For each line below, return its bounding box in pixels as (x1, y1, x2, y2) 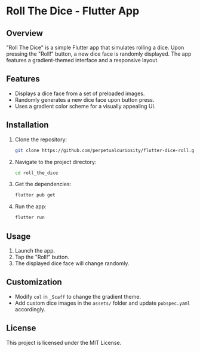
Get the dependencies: (14, 181, 72, 188)
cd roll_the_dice (14, 169, 59, 176)
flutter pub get (14, 192, 56, 198)
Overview (6, 28, 44, 38)
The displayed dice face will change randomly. (14, 259, 130, 267)
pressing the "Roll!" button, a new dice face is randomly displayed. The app (6, 50, 192, 57)
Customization (6, 277, 63, 287)
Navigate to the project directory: (14, 158, 97, 165)
